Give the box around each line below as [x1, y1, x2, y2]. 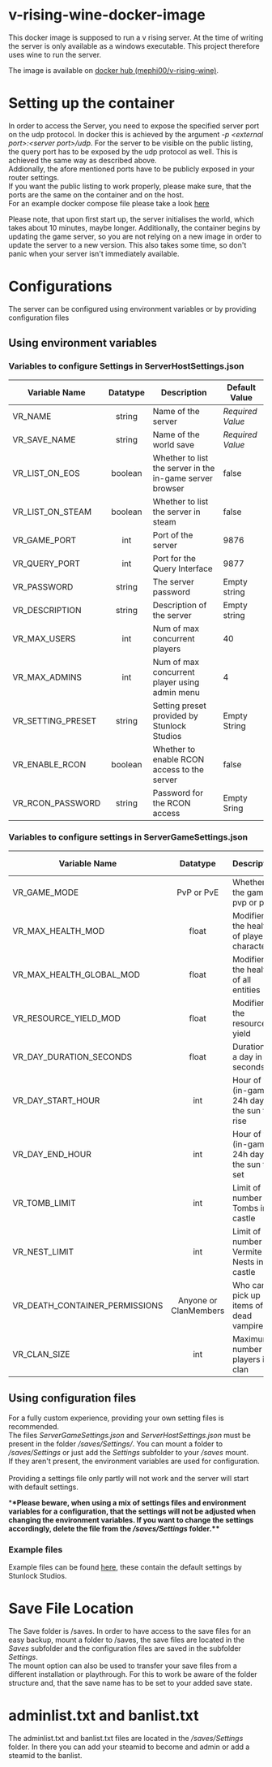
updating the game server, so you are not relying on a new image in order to [8, 231, 261, 241]
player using [152, 676, 200, 688]
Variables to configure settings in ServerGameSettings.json [8, 832, 249, 843]
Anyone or [177, 1294, 218, 1306]
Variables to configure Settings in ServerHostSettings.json [8, 361, 244, 372]
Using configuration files [8, 1391, 136, 1406]
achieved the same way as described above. [8, 155, 157, 165]
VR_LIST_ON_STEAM [12, 506, 91, 517]
